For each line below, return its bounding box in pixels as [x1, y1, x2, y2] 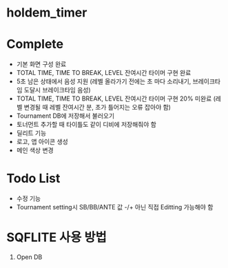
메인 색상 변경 [16, 146, 54, 154]
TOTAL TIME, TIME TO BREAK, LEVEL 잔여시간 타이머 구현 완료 [16, 69, 191, 77]
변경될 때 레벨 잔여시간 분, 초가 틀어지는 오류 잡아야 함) [23, 103, 172, 112]
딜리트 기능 [16, 129, 47, 137]
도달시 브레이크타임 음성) [23, 86, 91, 94]
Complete [6, 37, 64, 52]
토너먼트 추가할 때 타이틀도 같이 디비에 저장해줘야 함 [16, 121, 156, 129]
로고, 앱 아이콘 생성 [16, 138, 68, 146]
